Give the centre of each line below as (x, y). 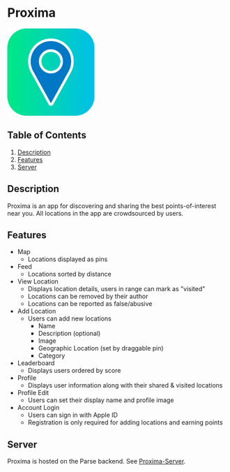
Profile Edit (33, 393)
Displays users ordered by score (74, 371)
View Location (38, 281)
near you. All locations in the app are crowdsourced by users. (95, 213)
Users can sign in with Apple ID (73, 415)
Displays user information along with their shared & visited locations (125, 385)
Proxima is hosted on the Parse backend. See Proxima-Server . (97, 462)
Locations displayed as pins (68, 259)
